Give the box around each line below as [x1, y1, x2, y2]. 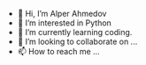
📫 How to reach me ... [17, 47, 100, 56]
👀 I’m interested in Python [17, 18, 112, 28]
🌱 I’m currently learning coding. [17, 27, 133, 37]
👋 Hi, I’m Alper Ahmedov [17, 9, 107, 18]
